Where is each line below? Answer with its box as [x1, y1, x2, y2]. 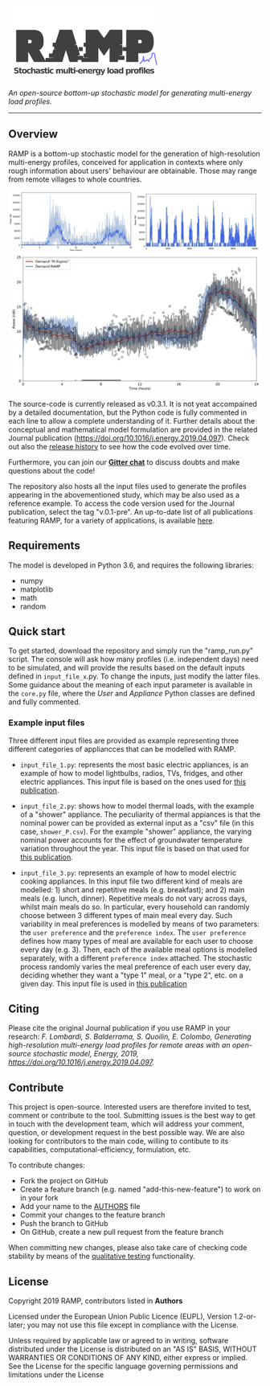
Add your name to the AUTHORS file [19, 1202, 141, 1212]
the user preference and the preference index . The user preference [19, 927, 247, 937]
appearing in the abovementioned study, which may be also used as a [8, 490, 239, 499]
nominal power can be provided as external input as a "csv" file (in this [19, 818, 255, 827]
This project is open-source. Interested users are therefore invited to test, [8, 1102, 252, 1112]
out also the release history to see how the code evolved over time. [8, 441, 231, 451]
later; [8, 1320, 26, 1330]
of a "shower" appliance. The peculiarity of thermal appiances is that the [19, 810, 261, 819]
